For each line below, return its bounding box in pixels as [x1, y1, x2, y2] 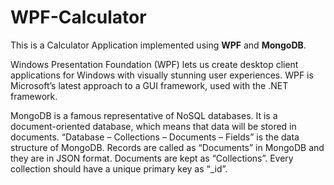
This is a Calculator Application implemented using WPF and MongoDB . [10, 39, 307, 51]
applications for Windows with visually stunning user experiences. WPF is [10, 69, 314, 81]
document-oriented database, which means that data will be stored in [10, 120, 297, 132]
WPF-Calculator [10, 6, 147, 29]
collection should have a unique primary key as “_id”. [10, 162, 228, 175]
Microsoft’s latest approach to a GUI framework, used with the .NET [10, 79, 289, 91]
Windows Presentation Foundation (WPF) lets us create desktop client [10, 58, 299, 70]
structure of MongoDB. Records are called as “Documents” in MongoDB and [10, 141, 325, 153]
